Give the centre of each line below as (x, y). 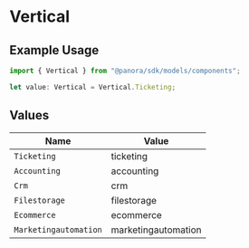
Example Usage (54, 50)
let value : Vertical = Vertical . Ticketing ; (93, 87)
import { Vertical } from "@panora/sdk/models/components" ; (125, 71)
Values (29, 115)
